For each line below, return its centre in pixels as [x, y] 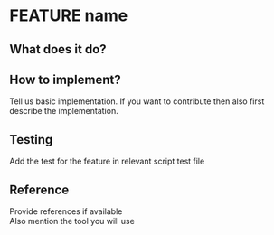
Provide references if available [66, 211]
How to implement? [65, 79]
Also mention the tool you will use [72, 221]
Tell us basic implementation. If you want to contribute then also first [137, 101]
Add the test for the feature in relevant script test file [107, 161]
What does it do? [58, 49]
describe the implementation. [64, 111]
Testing [31, 140]
